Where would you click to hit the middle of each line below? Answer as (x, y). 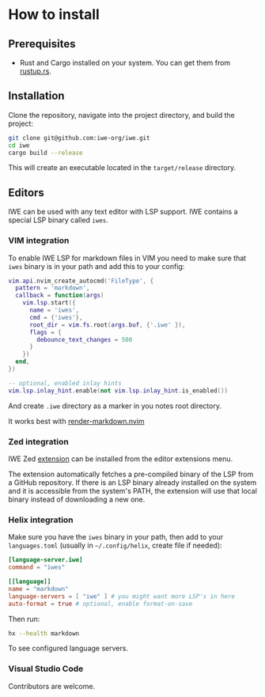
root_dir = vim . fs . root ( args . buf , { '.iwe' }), (107, 325)
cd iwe (19, 145)
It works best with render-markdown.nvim (76, 421)
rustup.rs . (35, 71)
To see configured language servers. (68, 648)
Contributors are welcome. (52, 686)
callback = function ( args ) (60, 295)
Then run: (24, 619)
